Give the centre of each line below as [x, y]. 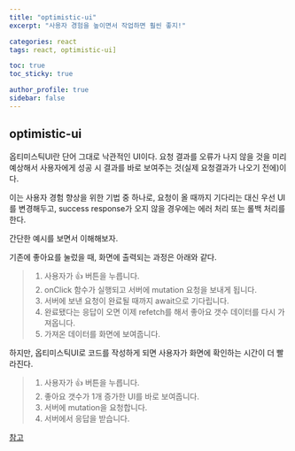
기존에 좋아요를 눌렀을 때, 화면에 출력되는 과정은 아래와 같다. [113, 256]
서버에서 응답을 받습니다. [87, 418]
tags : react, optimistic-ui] [63, 50]
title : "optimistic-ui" [53, 17]
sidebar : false [37, 98]
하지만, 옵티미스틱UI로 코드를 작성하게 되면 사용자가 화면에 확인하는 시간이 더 [142, 352]
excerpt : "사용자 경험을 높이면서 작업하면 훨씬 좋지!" [97, 26]
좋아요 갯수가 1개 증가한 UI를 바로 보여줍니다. [121, 396]
